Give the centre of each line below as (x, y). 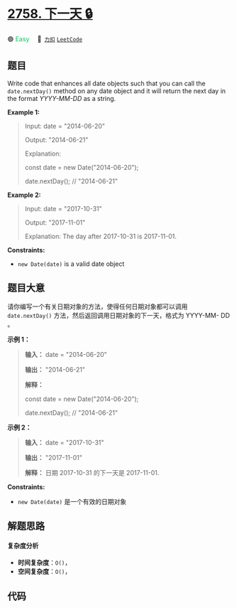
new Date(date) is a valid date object (71, 264)
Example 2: (24, 195)
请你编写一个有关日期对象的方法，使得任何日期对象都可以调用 (98, 306)
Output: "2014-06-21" (56, 139)
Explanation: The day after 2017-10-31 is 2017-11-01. (101, 236)
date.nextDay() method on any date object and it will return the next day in (116, 91)
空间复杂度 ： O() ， (44, 572)
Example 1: (24, 112)
